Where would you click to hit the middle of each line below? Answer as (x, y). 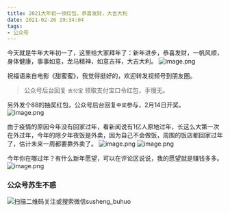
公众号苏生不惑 (32, 185)
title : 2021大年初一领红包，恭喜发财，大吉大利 (67, 13)
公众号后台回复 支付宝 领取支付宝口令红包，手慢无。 (96, 90)
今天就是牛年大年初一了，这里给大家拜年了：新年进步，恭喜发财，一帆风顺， (115, 53)
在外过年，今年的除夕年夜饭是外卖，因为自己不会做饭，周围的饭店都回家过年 (115, 135)
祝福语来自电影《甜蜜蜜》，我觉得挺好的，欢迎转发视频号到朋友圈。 (102, 76)
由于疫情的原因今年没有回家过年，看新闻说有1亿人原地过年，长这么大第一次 (113, 127)
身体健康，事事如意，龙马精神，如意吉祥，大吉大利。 (82, 62)
